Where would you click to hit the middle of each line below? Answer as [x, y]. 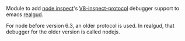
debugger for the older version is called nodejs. [63, 32]
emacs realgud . [25, 14]
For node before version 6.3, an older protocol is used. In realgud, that [90, 26]
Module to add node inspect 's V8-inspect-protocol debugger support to [93, 8]
